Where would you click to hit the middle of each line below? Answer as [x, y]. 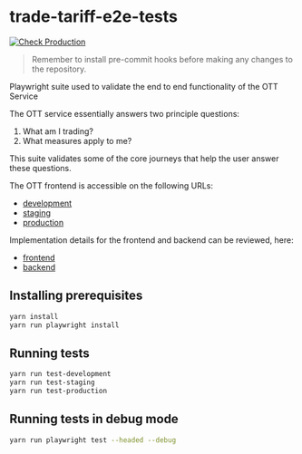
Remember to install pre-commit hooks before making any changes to [162, 59]
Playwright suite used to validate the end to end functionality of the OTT [144, 86]
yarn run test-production [58, 391]
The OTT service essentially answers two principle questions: [125, 113]
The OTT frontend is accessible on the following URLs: [112, 185]
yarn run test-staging [52, 382]
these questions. [40, 168]
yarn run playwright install [64, 325]
